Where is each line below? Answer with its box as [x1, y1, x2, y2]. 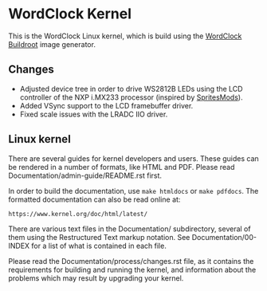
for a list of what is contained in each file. [31, 241, 167, 250]
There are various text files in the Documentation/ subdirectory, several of [8, 224, 251, 234]
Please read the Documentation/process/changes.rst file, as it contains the [8, 256, 254, 265]
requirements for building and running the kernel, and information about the [8, 265, 257, 274]
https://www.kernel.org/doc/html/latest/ [8, 210, 148, 218]
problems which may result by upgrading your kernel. [8, 273, 184, 283]
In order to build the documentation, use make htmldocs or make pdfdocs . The [8, 186, 259, 195]
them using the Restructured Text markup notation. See [8, 232, 190, 242]
